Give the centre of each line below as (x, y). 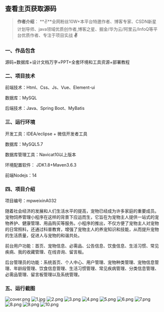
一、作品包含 (20, 50)
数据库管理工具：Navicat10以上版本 (41, 154)
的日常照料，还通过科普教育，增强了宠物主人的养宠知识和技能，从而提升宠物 (82, 229)
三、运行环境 (20, 122)
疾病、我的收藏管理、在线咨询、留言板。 (46, 252)
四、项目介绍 (20, 189)
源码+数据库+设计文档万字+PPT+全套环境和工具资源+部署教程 (68, 62)
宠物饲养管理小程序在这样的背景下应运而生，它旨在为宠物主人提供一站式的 (80, 217)
